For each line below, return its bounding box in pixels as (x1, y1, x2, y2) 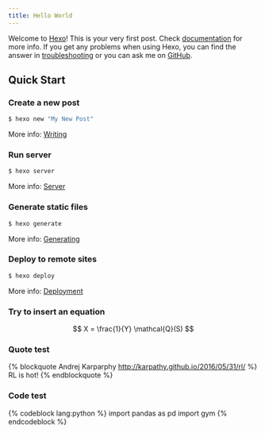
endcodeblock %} (8, 416, 67, 426)
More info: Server (8, 182, 66, 191)
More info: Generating (8, 234, 80, 243)
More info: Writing (8, 130, 67, 139)
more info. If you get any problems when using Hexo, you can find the (8, 41, 236, 52)
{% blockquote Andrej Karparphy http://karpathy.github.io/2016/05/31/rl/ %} (8, 362, 258, 372)
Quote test (8, 343, 50, 354)
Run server (8, 149, 52, 160)
